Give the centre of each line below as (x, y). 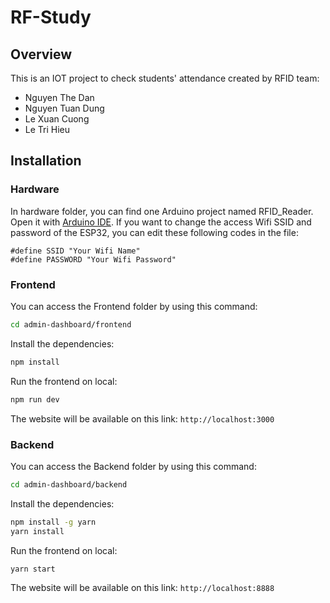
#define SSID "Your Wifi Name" (75, 251)
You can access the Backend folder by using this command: (133, 466)
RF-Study (51, 17)
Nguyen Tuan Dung (64, 108)
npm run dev (35, 399)
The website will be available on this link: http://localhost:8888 (142, 588)
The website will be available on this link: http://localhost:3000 (142, 418)
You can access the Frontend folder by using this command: (134, 306)
